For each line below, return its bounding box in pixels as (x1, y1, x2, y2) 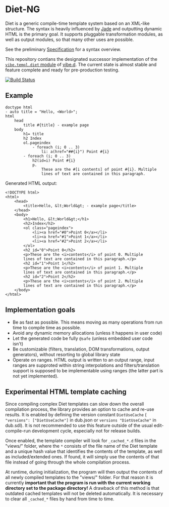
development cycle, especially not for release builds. (32, 428, 141, 434)
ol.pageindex (23, 140, 51, 145)
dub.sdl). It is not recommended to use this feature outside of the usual (5, 422, 153, 428)
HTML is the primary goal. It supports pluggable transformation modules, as (5, 31, 163, 37)
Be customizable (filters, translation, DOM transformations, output (12, 346, 150, 352)
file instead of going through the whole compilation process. (5, 459, 131, 465)
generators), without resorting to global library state (12, 351, 121, 358)
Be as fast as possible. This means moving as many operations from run (12, 319, 162, 325)
